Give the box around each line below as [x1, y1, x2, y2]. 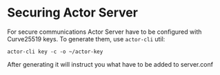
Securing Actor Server [7, 5, 138, 21]
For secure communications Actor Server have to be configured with [7, 28, 202, 36]
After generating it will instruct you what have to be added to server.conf [7, 60, 214, 68]
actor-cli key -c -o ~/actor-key [7, 48, 103, 55]
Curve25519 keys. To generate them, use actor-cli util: [7, 34, 166, 43]
